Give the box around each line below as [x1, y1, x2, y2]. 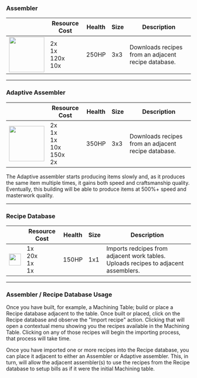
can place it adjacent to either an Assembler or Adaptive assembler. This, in [6, 353, 189, 360]
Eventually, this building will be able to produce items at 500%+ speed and [6, 185, 186, 193]
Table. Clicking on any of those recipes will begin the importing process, [6, 329, 181, 336]
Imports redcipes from [106, 244, 168, 253]
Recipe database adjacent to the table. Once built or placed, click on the [6, 310, 181, 317]
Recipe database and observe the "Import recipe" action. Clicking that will [6, 316, 185, 323]
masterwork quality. [6, 191, 54, 198]
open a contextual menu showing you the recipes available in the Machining [6, 323, 189, 330]
